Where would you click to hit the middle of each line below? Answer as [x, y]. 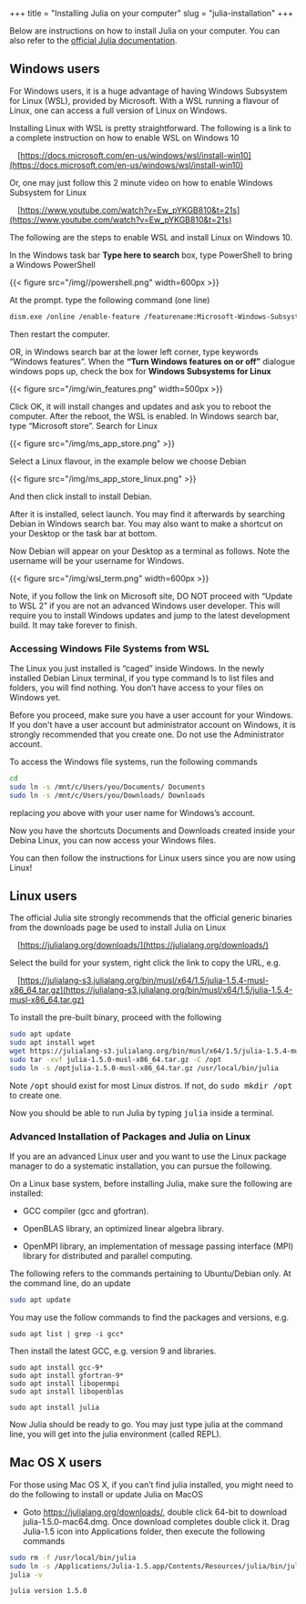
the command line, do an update [70, 1283]
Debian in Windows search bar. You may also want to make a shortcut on [147, 524]
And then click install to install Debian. [81, 496]
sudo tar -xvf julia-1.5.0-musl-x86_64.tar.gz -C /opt [116, 1060]
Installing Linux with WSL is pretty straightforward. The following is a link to [150, 128]
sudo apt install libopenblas [67, 1391]
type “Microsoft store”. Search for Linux [84, 425]
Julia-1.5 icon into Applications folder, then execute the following [144, 1531]
